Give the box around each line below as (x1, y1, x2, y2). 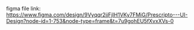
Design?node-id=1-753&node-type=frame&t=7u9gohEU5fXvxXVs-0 (6, 18, 174, 24)
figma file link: (6, 5, 41, 12)
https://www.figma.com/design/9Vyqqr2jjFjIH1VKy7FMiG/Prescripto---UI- (6, 11, 188, 18)
